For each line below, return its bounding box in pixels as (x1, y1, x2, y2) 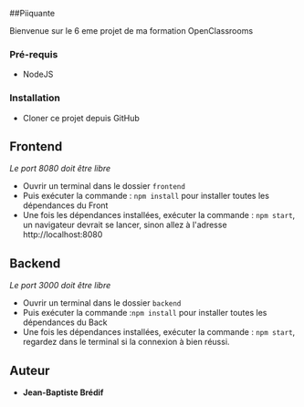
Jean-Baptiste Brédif (22, 387, 104, 398)
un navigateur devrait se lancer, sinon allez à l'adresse (22, 219, 227, 231)
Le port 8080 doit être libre (9, 163, 111, 174)
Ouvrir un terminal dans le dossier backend (22, 297, 182, 308)
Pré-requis (9, 47, 58, 60)
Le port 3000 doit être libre (9, 280, 111, 291)
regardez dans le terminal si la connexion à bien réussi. (22, 337, 230, 348)
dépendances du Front (22, 200, 109, 211)
